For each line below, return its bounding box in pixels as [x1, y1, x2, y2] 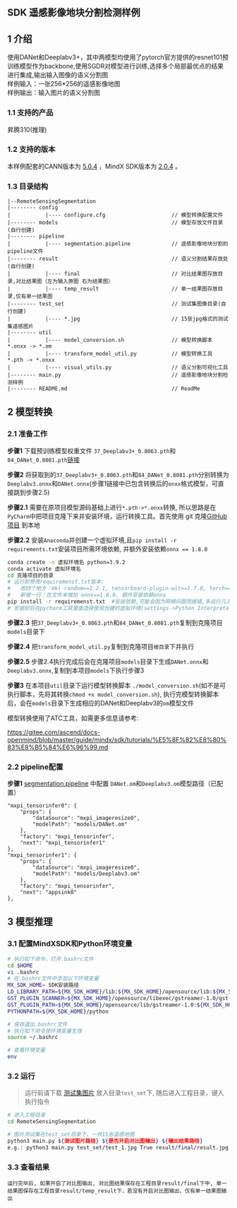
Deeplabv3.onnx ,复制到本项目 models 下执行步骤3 [7, 666, 145, 674]
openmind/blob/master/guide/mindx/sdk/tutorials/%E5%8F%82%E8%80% [7, 735, 227, 744]
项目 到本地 [7, 520, 40, 529]
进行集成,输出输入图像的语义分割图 [7, 71, 109, 79]
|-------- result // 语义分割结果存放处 [7, 255, 229, 263]
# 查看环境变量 [7, 1047, 46, 1054]
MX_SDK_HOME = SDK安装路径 [7, 982, 80, 989]
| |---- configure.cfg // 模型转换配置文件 [7, 211, 224, 219]
